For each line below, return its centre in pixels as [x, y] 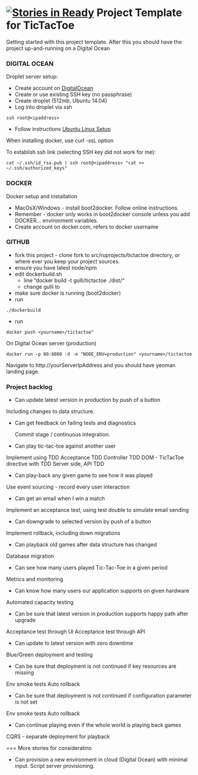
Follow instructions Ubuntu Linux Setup [63, 129]
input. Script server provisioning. [55, 766]
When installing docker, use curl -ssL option [60, 140]
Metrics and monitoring [35, 579]
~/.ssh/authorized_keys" [37, 168]
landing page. [23, 371]
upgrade [25, 620]
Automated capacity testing [40, 602]
